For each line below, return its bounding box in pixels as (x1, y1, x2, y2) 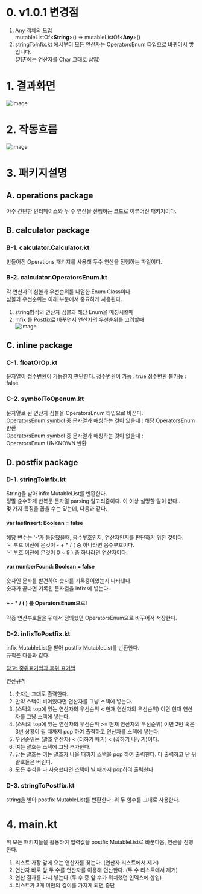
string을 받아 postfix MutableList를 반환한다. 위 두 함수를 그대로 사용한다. (6, 796, 180, 803)
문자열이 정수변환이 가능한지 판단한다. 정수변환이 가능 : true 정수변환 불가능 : (6, 373, 187, 380)
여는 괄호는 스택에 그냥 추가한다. (14, 743, 91, 751)
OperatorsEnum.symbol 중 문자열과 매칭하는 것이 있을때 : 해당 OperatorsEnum (6, 417, 195, 424)
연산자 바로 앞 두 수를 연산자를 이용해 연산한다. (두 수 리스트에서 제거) (14, 866, 178, 873)
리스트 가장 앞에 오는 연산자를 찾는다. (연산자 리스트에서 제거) (14, 858, 159, 866)
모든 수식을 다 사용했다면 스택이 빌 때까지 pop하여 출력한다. (14, 766, 155, 773)
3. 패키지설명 (6, 166, 68, 180)
